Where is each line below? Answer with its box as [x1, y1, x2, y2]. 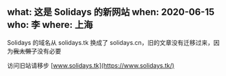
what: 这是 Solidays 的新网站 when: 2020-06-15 [7, 6, 215, 18]
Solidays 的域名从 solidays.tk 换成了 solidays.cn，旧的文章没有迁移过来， [7, 38, 214, 46]
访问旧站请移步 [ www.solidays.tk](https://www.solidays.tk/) [7, 61, 175, 69]
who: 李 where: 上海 [7, 19, 93, 31]
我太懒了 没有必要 [13, 47, 62, 55]
